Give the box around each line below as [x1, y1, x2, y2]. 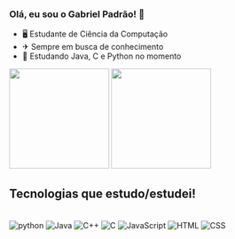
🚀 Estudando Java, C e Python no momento [21, 51, 182, 61]
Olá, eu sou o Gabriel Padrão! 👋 [9, 8, 145, 20]
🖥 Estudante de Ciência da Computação [21, 28, 168, 39]
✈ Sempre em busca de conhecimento [21, 42, 164, 52]
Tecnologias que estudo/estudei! [9, 186, 197, 201]
